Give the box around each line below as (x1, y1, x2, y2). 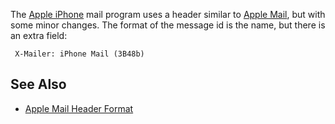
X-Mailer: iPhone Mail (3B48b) (14, 49, 145, 59)
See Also (10, 76, 67, 93)
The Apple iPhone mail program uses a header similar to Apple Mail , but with (10, 9, 326, 20)
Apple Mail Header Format (24, 102, 134, 114)
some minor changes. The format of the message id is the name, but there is (10, 19, 326, 31)
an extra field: (10, 30, 68, 41)
